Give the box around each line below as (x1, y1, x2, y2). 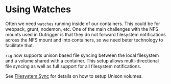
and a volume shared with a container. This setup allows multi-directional (5, 57, 159, 64)
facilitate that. (5, 42, 34, 48)
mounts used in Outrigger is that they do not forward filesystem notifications (5, 31, 166, 37)
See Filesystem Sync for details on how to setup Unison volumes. (5, 73, 143, 79)
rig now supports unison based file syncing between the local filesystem (5, 52, 159, 58)
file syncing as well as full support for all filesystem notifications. (5, 63, 141, 69)
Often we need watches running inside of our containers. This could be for (5, 20, 160, 27)
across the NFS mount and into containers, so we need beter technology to (5, 37, 163, 43)
